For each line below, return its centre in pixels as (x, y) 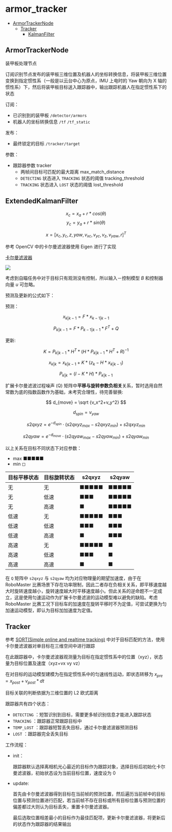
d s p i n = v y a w (86, 413)
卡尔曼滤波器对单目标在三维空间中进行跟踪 (50, 646)
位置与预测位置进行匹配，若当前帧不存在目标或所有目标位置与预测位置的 (89, 800)
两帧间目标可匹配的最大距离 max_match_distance (72, 172)
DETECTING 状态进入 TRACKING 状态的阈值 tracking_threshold (82, 178)
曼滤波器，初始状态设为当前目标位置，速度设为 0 (64, 773)
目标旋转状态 (59, 477)
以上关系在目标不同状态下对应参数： (44, 448)
